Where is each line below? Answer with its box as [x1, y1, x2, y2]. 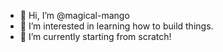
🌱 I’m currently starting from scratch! [19, 31, 172, 42]
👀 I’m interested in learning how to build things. [19, 20, 214, 32]
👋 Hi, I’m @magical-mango [19, 10, 130, 21]
